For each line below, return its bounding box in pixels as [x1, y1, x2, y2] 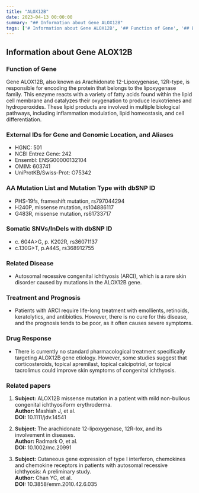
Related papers [6, 381, 51, 390]
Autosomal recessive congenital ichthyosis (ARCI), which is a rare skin [14, 273, 187, 280]
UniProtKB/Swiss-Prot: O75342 [14, 169, 92, 176]
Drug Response [6, 335, 52, 343]
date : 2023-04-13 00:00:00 [6, 14, 73, 20]
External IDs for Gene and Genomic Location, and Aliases [6, 131, 174, 139]
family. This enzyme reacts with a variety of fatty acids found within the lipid [6, 90, 192, 98]
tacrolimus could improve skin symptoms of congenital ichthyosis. [14, 366, 176, 374]
